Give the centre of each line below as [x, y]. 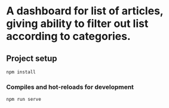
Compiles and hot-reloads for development [70, 87]
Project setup [32, 58]
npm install [21, 72]
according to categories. [69, 36]
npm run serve [24, 100]
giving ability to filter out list [77, 24]
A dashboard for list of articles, [85, 11]
